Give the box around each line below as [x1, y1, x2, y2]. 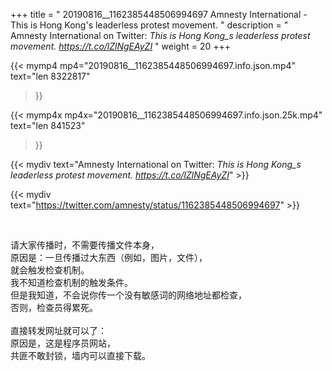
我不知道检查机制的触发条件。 [10, 277, 133, 288]
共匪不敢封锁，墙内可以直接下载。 [10, 350, 151, 361]
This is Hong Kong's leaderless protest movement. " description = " [10, 19, 289, 31]
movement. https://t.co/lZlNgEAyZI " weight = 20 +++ [10, 40, 231, 52]
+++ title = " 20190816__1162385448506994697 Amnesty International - [10, 9, 308, 20]
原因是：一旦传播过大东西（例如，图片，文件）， [10, 252, 208, 263]
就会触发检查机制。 [10, 264, 90, 276]
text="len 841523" [10, 120, 86, 131]
